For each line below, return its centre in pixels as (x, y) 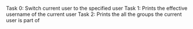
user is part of (23, 20)
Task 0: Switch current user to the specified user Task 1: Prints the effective (97, 8)
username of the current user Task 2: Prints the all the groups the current (94, 14)
